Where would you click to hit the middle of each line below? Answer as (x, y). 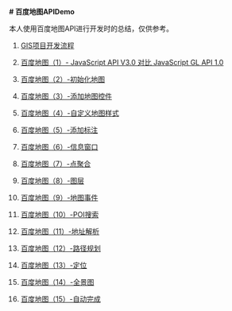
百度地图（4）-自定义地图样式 (70, 113)
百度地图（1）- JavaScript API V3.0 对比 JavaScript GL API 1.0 (122, 62)
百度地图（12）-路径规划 (61, 248)
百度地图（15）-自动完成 (61, 299)
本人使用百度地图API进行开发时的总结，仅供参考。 (91, 29)
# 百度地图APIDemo (42, 12)
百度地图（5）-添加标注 (59, 130)
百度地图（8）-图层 (52, 181)
